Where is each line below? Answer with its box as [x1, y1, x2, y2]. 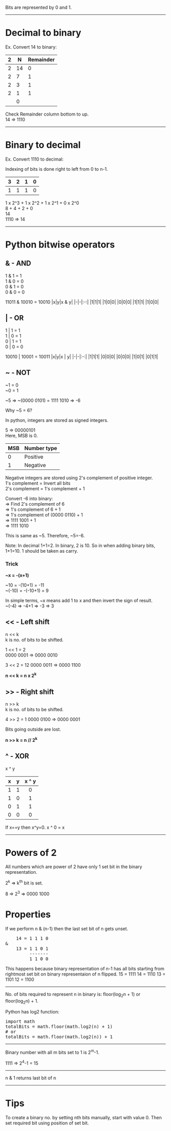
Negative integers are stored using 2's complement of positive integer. [5, 474, 153, 481]
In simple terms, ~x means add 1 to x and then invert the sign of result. [5, 597, 153, 603]
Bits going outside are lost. [5, 726, 61, 733]
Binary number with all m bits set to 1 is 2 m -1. [5, 1048, 100, 1055]
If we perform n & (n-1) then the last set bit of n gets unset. [5, 925, 128, 932]
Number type [24, 444, 58, 451]
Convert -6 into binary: [5, 495, 53, 502]
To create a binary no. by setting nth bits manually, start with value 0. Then [5, 1114, 162, 1120]
